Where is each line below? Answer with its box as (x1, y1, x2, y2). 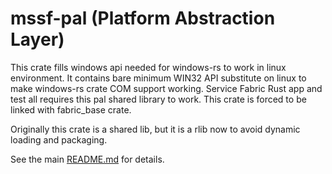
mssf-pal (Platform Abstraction (10, 7, 276, 30)
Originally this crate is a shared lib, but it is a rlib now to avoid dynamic (10, 123, 301, 135)
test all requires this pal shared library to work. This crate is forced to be (10, 93, 307, 105)
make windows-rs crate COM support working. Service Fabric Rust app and (10, 82, 323, 94)
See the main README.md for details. (10, 153, 165, 165)
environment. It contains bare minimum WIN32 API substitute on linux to (10, 72, 307, 84)
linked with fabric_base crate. (10, 103, 132, 116)
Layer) (10, 28, 65, 51)
